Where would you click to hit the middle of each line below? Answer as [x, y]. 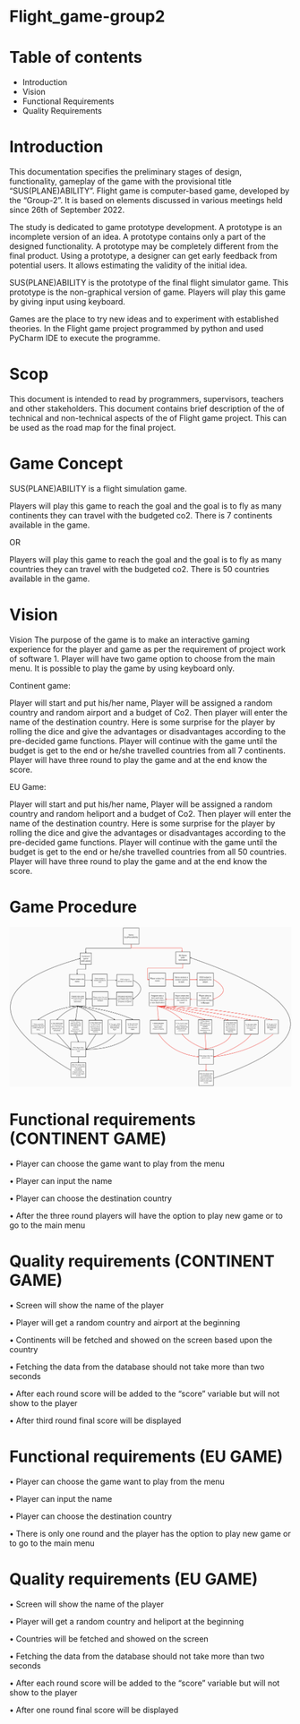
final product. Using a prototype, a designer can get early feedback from [143, 256]
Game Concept [66, 464]
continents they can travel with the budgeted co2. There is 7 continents [141, 515]
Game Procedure [73, 907]
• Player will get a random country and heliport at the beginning [127, 1621]
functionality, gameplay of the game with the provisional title [120, 182]
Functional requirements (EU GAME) [146, 1456]
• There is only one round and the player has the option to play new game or [150, 1533]
